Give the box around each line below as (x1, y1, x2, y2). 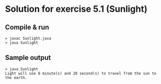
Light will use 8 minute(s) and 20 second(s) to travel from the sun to (5, 71, 157, 76)
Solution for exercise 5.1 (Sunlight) (5, 3, 148, 15)
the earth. (5, 75, 27, 80)
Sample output (5, 54, 51, 62)
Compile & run (5, 23, 49, 31)
